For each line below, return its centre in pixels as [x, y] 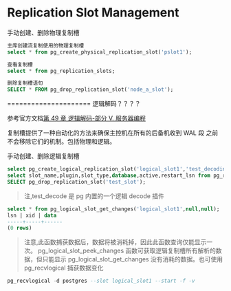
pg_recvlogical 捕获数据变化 [64, 268]
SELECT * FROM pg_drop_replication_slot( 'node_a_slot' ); [90, 90]
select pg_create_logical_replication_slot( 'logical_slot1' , [97, 169]
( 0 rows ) [20, 228]
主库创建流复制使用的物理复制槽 [46, 45]
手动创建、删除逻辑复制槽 [43, 156]
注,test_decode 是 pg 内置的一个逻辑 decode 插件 [94, 196]
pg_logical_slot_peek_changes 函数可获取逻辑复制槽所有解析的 [127, 251]
